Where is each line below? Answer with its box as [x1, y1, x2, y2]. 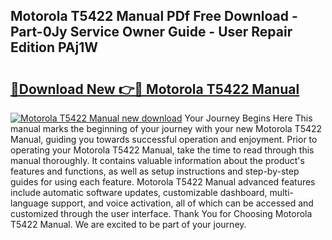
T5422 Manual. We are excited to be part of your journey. [10, 219, 247, 230]
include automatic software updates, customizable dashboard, [10, 187, 268, 198]
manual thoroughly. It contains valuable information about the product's [10, 155, 305, 166]
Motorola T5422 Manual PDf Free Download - [10, 8, 298, 25]
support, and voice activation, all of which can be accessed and [50, 197, 314, 209]
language [10, 197, 49, 209]
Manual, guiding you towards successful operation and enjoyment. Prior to [10, 134, 318, 145]
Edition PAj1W [10, 39, 99, 56]
